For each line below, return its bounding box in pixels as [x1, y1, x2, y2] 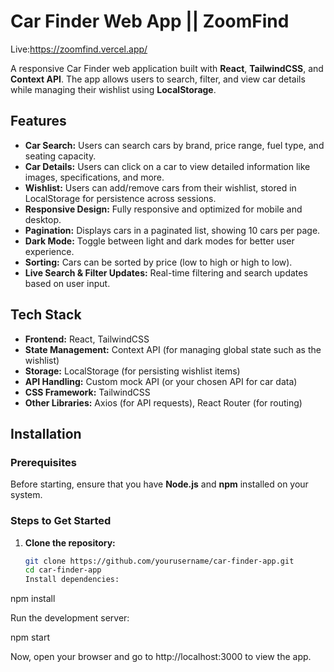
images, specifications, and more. [24, 171, 165, 183]
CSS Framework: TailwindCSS [24, 386, 151, 398]
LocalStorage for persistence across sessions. [24, 192, 217, 204]
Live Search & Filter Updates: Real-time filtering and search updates [24, 266, 308, 279]
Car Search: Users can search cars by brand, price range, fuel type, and [24, 139, 325, 151]
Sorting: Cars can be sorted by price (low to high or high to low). [24, 256, 293, 268]
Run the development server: [10, 612, 130, 624]
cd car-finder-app [24, 565, 102, 575]
